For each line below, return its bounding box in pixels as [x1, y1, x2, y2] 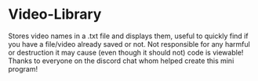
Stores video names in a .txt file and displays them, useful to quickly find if [8, 31, 249, 40]
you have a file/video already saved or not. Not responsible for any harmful [8, 39, 251, 48]
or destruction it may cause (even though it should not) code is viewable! [8, 48, 244, 57]
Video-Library [8, 5, 102, 23]
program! [8, 64, 38, 73]
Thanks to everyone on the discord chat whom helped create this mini [8, 56, 234, 65]
